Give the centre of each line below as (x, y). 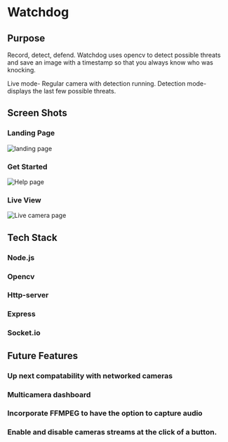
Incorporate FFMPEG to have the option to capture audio (105, 413)
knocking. (22, 70)
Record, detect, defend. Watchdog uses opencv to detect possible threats (114, 55)
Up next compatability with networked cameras (90, 375)
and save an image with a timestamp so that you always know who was (110, 63)
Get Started (27, 167)
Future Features (43, 356)
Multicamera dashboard (49, 394)
